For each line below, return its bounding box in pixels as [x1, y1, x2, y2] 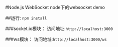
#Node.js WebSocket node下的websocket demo [5, 4, 105, 10]
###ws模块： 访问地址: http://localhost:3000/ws [5, 36, 107, 42]
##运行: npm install [5, 15, 47, 21]
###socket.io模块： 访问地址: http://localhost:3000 [5, 25, 113, 31]
